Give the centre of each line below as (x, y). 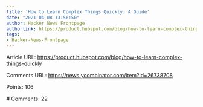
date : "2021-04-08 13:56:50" (43, 18)
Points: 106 (20, 87)
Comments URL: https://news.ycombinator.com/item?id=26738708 (90, 75)
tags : (13, 34)
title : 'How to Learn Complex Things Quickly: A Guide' (78, 12)
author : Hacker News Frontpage (46, 23)
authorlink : (21, 29)
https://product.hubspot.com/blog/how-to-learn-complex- (110, 57)
